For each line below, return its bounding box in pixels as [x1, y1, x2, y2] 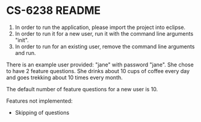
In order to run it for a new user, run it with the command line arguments [14, 30, 194, 37]
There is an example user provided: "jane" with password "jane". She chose [6, 61, 194, 68]
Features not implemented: [6, 97, 73, 104]
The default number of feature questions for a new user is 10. [6, 85, 158, 92]
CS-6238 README [6, 4, 101, 18]
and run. [14, 49, 36, 56]
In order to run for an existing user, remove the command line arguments [14, 43, 195, 50]
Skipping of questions [14, 109, 70, 116]
